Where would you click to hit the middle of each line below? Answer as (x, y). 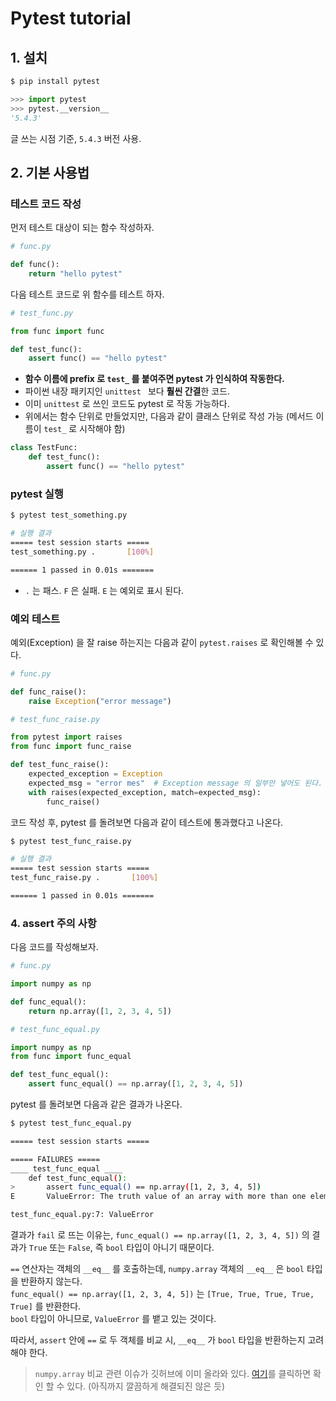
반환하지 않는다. (51, 1281)
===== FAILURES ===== (55, 1159)
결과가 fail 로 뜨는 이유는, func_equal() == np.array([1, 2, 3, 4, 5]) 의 (160, 1235)
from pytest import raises (66, 737)
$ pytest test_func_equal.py (71, 1123)
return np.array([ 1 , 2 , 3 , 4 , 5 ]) (100, 1011)
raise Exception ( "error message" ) (100, 701)
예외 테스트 (35, 619)
